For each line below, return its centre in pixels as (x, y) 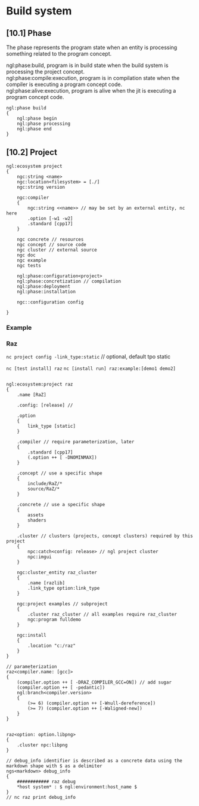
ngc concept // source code (52, 244)
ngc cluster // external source (57, 250)
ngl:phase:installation (46, 292)
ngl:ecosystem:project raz (40, 384)
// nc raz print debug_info (41, 798)
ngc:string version (41, 187)
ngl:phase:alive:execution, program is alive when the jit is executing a (91, 91)
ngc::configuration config (50, 302)
